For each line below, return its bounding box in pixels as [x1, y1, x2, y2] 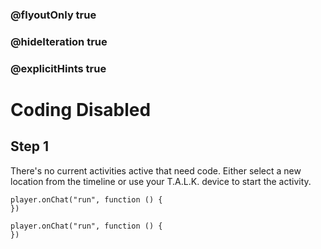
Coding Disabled [10, 98, 152, 121]
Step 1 [10, 138, 50, 155]
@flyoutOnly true [10, 8, 97, 22]
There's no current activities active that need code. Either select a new [10, 164, 302, 177]
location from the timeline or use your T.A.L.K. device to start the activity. [10, 175, 312, 187]
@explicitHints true [10, 61, 107, 75]
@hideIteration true [10, 34, 108, 48]
